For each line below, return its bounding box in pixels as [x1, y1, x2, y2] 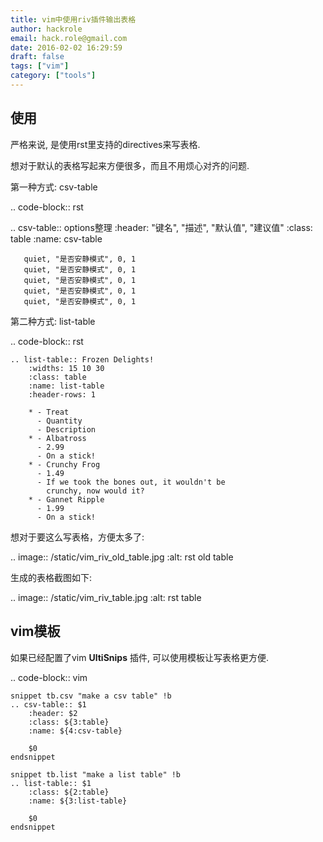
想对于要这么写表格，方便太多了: [10, 531, 145, 543]
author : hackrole [10, 24, 83, 34]
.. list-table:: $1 [10, 778, 92, 788]
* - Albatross [28, 433, 87, 443]
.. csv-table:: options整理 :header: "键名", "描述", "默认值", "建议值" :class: [10, 221, 313, 233]
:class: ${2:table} [28, 787, 110, 797]
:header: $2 [28, 708, 78, 718]
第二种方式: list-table [10, 315, 96, 327]
